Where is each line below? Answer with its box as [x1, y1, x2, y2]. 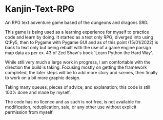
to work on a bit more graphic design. [5, 75, 81, 80]
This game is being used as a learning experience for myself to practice [5, 29, 149, 35]
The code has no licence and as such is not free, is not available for [5, 99, 141, 104]
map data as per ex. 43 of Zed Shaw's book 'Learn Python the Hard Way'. [5, 50, 153, 56]
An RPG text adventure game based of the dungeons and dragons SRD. [5, 20, 149, 25]
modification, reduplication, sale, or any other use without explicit [5, 104, 137, 110]
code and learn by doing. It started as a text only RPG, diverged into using [5, 34, 154, 40]
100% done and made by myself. [5, 89, 71, 95]
